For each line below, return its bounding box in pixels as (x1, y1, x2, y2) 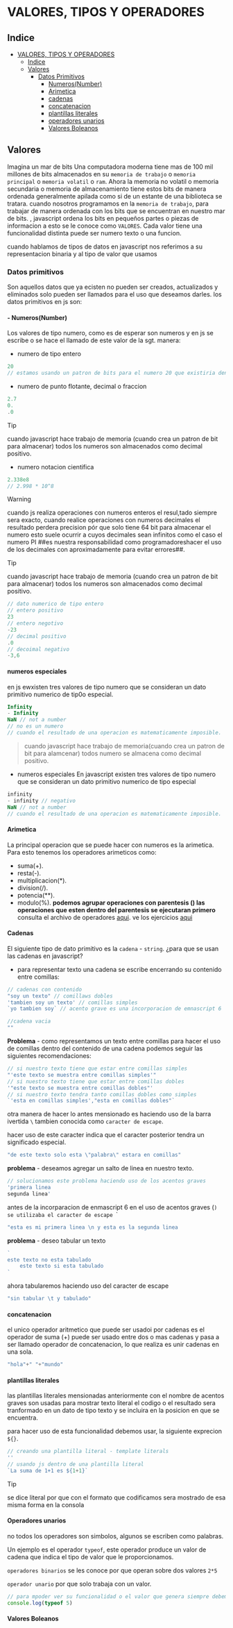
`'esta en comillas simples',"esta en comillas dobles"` (7, 1098, 175, 1105)
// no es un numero (7, 723, 64, 730)
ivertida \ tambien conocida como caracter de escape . (7, 1117, 164, 1125)
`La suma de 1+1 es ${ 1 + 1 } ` (7, 1467, 89, 1474)
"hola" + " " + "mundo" (7, 1361, 64, 1368)
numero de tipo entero (17, 350, 82, 358)
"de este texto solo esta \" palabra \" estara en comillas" (7, 1152, 182, 1159)
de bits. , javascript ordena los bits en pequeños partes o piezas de (7, 214, 199, 222)
